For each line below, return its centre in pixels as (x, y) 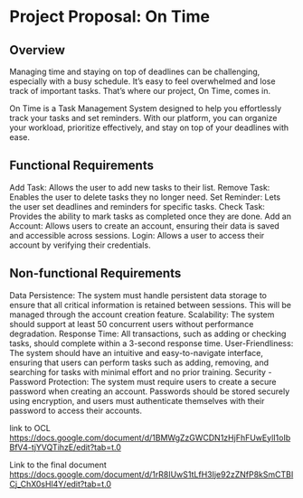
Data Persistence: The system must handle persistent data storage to (138, 295)
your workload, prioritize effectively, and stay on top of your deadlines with (149, 127)
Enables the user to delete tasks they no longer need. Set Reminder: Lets (145, 197)
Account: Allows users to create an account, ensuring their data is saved (145, 226)
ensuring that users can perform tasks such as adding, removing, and (139, 362)
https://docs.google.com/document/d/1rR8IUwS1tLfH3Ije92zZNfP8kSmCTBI (151, 474)
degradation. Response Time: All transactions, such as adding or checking (148, 334)
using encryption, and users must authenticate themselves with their (137, 400)
